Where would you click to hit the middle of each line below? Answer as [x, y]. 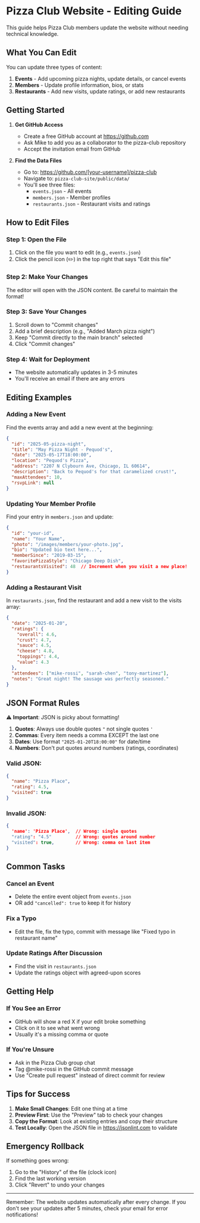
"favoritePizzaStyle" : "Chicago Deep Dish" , [68, 561]
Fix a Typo [21, 918]
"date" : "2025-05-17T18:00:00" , [52, 455]
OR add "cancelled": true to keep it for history [73, 903]
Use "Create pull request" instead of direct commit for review [90, 1075]
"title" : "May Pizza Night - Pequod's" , [62, 449]
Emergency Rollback [45, 1146]
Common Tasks [36, 867]
